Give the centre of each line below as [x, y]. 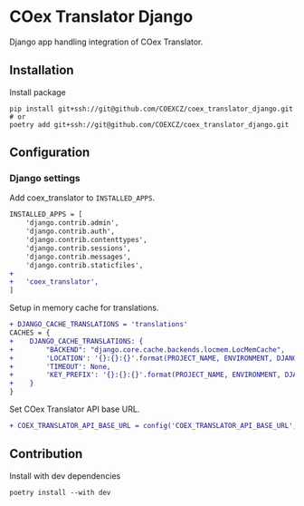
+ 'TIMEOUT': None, [60, 366]
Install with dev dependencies [65, 476]
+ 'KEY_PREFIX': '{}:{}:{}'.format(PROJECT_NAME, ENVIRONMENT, [145, 375]
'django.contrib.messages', [78, 257]
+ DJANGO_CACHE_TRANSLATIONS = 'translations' [99, 325]
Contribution [46, 454]
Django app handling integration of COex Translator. [106, 42]
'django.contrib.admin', [72, 223]
